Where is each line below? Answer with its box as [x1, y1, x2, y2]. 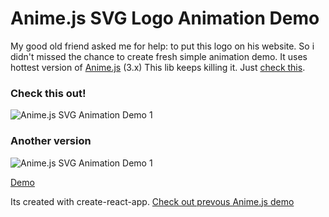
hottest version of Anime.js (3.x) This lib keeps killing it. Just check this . [10, 61, 306, 73]
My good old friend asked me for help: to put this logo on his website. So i [10, 40, 315, 52]
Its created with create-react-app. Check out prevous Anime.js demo [10, 195, 295, 207]
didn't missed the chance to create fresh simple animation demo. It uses [10, 50, 308, 62]
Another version [10, 134, 92, 148]
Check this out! [10, 86, 87, 100]
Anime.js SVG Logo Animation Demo [10, 7, 320, 30]
